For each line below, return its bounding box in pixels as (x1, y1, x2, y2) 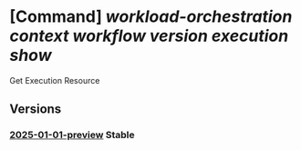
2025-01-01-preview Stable (9, 129, 135, 142)
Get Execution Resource (9, 75, 100, 85)
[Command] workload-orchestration (9, 6, 293, 27)
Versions (9, 102, 62, 117)
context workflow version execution (9, 25, 289, 46)
